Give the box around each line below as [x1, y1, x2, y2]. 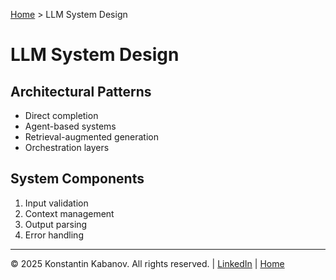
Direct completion [24, 110, 99, 121]
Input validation [24, 197, 89, 209]
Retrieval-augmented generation [24, 131, 160, 143]
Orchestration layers [24, 142, 110, 153]
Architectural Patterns [10, 83, 152, 100]
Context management [24, 207, 115, 219]
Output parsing [24, 218, 88, 230]
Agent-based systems [24, 120, 117, 132]
